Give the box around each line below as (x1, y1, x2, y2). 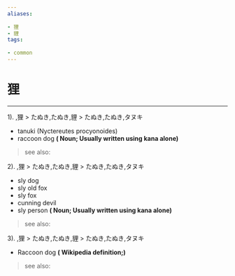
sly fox (17, 191, 37, 200)
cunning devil (17, 198, 57, 207)
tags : (7, 36, 23, 43)
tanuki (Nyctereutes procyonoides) (17, 127, 118, 135)
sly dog (17, 176, 40, 184)
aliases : (7, 10, 33, 18)
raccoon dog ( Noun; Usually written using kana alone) (17, 134, 179, 142)
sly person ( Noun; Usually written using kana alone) (17, 206, 173, 214)
